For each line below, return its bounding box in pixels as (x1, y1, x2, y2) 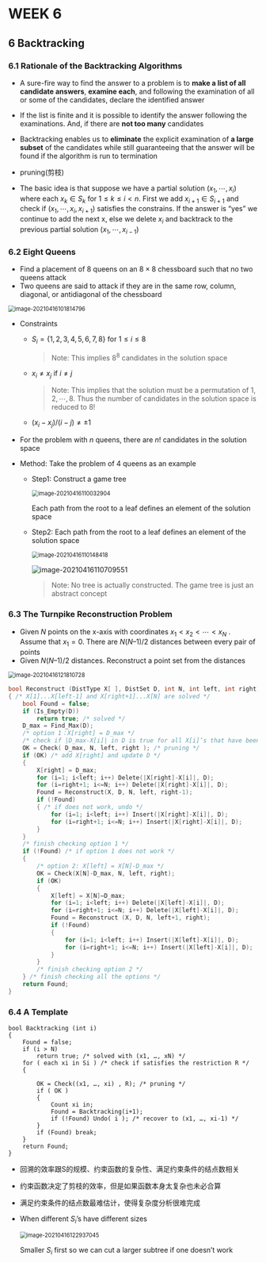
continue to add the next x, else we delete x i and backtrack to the (19, 214, 234, 226)
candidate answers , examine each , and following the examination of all (19, 87, 255, 96)
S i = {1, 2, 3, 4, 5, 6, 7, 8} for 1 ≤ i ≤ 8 (31, 334, 146, 345)
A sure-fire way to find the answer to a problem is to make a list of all (19, 78, 246, 87)
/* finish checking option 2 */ (36, 965, 144, 973)
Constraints (19, 319, 58, 329)
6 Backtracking (8, 37, 85, 50)
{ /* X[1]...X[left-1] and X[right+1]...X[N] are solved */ (8, 692, 211, 700)
